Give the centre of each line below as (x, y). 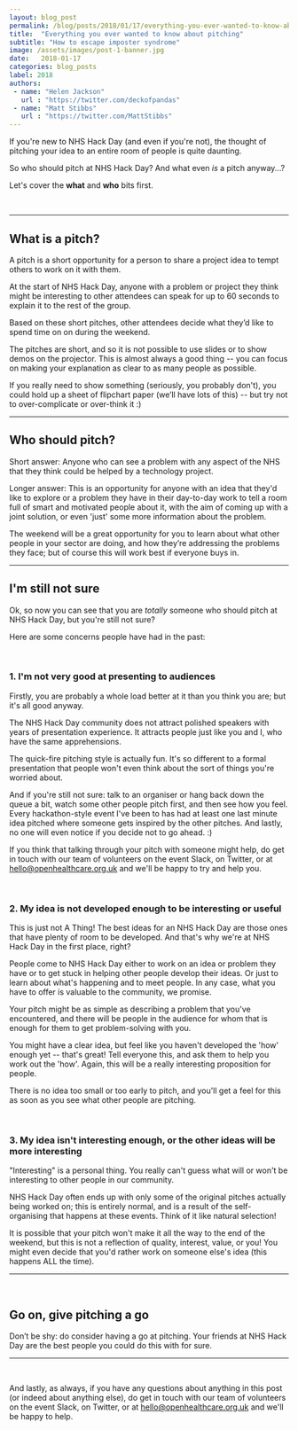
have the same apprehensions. (65, 741)
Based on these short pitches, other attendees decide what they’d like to (141, 322)
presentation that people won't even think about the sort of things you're (142, 768)
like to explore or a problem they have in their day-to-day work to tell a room (149, 497)
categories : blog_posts (53, 67)
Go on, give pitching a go (79, 1314)
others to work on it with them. (65, 269)
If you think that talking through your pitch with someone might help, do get (147, 849)
